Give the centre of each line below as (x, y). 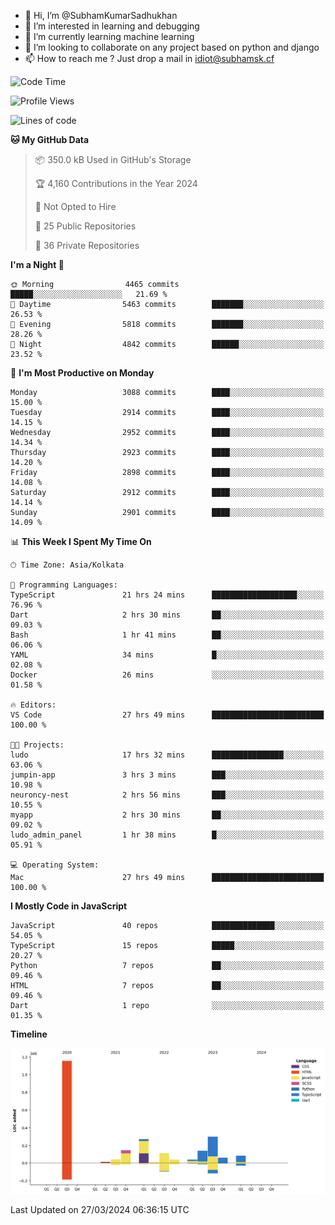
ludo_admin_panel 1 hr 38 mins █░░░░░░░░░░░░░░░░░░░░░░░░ (167, 835)
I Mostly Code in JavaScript (69, 906)
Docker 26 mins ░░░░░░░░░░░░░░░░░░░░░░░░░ (167, 675)
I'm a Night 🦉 (37, 264)
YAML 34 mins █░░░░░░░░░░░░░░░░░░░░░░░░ (167, 655)
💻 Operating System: (55, 865)
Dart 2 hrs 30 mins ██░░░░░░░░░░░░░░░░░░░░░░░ (167, 615)
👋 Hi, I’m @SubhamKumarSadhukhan (101, 15)
